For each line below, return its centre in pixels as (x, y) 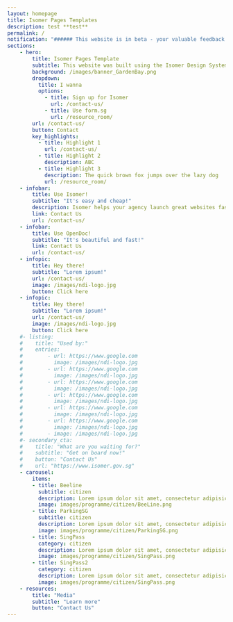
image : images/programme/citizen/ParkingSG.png (108, 530)
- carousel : (37, 473)
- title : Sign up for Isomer (86, 98)
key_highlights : (55, 136)
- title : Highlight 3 (69, 169)
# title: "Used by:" (54, 343)
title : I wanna (60, 85)
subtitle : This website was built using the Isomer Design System (130, 65)
